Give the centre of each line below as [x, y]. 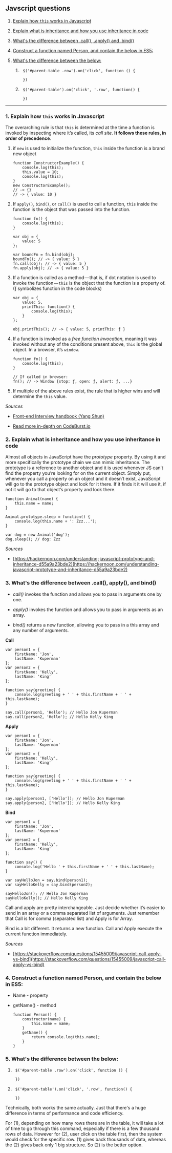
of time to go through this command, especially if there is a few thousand [82, 1128]
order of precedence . [28, 138]
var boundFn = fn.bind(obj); [44, 255]
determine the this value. [40, 396]
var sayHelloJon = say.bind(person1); [47, 880]
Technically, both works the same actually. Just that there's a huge [76, 1108]
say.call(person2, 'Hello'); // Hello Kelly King [59, 717]
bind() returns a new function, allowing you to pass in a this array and [86, 625]
